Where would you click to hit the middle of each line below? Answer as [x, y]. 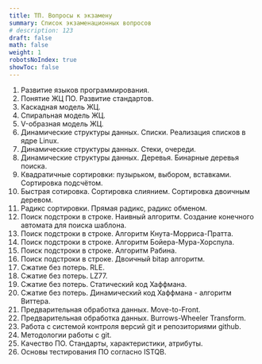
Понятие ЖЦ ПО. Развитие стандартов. [87, 98]
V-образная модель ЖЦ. [62, 123]
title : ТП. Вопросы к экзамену [61, 15]
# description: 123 [41, 30]
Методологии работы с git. [66, 335]
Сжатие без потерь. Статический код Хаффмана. [104, 284]
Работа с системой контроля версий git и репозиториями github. [131, 326]
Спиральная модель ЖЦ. [63, 115]
